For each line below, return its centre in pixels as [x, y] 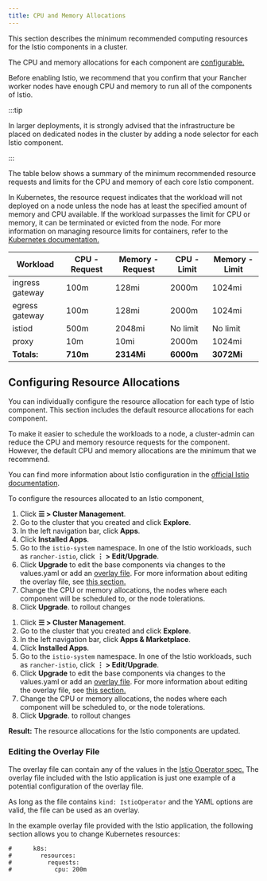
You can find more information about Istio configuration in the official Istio [129, 475]
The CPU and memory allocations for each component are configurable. [126, 62]
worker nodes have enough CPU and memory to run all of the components [130, 86]
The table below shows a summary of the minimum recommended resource [132, 173]
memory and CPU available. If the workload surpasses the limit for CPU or [129, 214]
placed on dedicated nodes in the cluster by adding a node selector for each [133, 134]
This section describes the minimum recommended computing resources [128, 38]
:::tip [15, 110]
